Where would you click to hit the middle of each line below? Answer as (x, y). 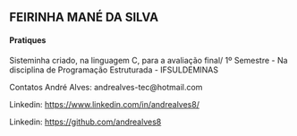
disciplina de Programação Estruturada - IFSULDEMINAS (114, 70)
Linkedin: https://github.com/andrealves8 (85, 122)
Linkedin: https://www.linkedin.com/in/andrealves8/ (104, 104)
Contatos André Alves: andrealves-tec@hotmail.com (106, 87)
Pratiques (28, 40)
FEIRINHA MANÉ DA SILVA (84, 17)
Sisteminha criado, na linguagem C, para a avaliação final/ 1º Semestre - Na (148, 60)
